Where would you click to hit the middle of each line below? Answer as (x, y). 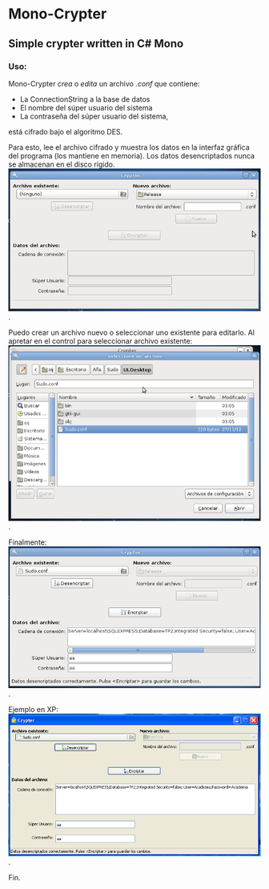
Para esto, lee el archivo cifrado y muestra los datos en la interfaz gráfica (129, 147)
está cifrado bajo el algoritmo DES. (66, 131)
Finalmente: (28, 542)
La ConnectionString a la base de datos (85, 99)
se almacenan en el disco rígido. (62, 164)
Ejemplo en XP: (33, 710)
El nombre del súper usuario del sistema (86, 107)
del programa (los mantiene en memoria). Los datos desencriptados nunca (131, 155)
